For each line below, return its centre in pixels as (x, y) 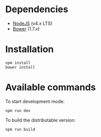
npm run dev (18, 111)
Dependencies (37, 9)
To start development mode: (35, 101)
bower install (20, 67)
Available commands (50, 88)
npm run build (20, 129)
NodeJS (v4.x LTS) (32, 23)
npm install (18, 63)
